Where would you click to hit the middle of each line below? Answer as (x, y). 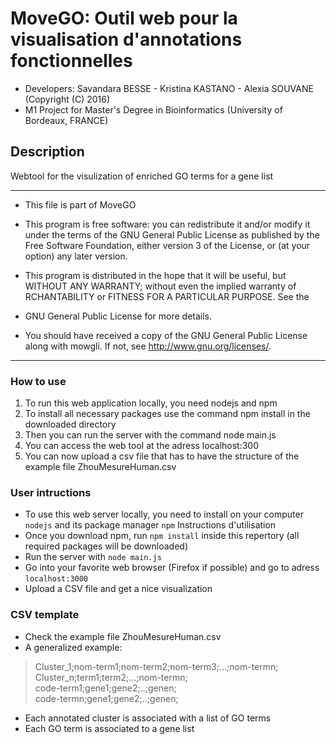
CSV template (45, 615)
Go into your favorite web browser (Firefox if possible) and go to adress (172, 568)
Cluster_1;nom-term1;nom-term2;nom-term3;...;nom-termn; (156, 666)
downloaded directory (70, 424)
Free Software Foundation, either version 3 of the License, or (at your (167, 245)
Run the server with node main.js (93, 557)
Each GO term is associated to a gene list (109, 728)
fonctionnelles (71, 61)
